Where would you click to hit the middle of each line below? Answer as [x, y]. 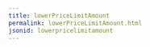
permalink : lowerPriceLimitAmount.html [75, 23]
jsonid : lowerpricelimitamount [61, 30]
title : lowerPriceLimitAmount [59, 16]
